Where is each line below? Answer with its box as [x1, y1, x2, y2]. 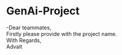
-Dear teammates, [6, 24, 51, 31]
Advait [6, 43, 22, 50]
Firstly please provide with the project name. [6, 30, 117, 37]
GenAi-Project [6, 4, 80, 18]
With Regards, [6, 36, 42, 44]
